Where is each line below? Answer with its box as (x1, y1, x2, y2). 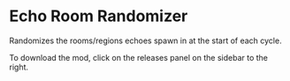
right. (9, 62, 29, 72)
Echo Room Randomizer (9, 6, 188, 26)
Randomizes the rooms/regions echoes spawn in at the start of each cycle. (9, 35, 282, 46)
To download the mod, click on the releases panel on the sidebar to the (9, 52, 268, 63)
